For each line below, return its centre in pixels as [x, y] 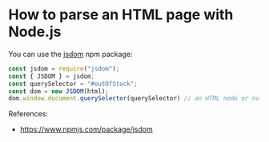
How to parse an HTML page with [121, 15]
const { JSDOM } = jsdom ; [51, 76]
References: [28, 114]
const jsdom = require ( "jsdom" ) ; [64, 69]
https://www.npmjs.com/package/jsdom [86, 129]
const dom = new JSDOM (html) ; [59, 91]
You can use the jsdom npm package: [70, 54]
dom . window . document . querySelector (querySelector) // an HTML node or [128, 99]
